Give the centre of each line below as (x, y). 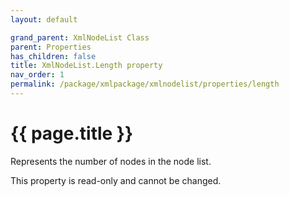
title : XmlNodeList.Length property (86, 66)
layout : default (44, 19)
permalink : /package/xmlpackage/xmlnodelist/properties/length (145, 84)
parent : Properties (51, 47)
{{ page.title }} (72, 133)
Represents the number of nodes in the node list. (111, 161)
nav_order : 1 (37, 75)
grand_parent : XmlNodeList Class (80, 37)
